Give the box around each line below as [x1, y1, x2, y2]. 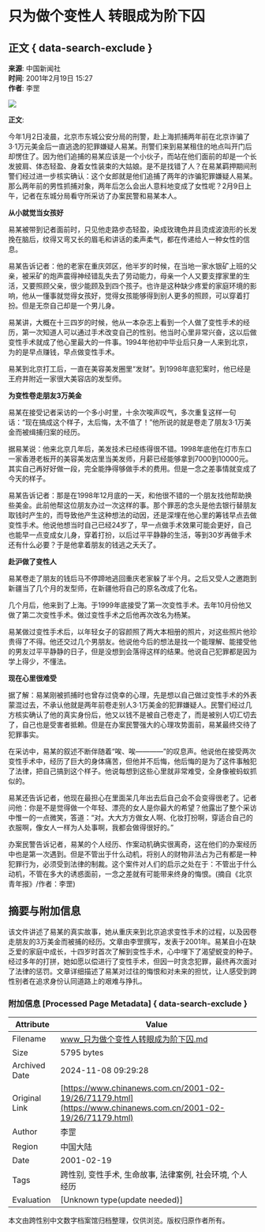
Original [12, 1093, 42, 1104]
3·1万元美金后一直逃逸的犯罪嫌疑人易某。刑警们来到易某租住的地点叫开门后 [8, 142, 252, 151]
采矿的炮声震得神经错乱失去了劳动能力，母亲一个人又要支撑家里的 [28, 271, 243, 281]
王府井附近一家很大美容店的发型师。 [8, 374, 126, 384]
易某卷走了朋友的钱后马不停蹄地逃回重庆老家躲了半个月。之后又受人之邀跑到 [8, 574, 257, 583]
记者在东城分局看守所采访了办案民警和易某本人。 [21, 191, 181, 200]
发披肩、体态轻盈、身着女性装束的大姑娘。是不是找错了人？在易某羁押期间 [8, 161, 250, 171]
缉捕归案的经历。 [28, 428, 84, 436]
